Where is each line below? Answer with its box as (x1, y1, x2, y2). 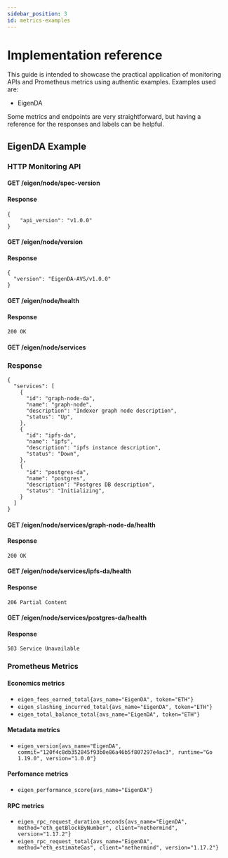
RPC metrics (7, 801, 44, 809)
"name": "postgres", (25, 475, 86, 482)
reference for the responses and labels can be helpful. (7, 120, 165, 129)
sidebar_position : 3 (7, 10, 68, 18)
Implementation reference (7, 47, 163, 63)
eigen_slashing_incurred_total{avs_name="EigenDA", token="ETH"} (17, 703, 213, 710)
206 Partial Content (7, 598, 68, 606)
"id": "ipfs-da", (25, 432, 77, 440)
